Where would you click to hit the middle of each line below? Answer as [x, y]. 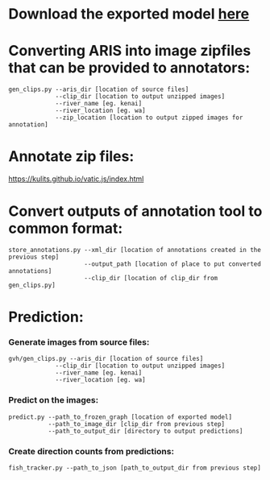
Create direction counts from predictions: [91, 451]
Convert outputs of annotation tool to [135, 211]
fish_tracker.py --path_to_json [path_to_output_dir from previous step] [135, 468]
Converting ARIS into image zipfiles [130, 51]
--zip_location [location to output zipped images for [149, 118]
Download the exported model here [129, 14]
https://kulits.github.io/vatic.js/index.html [76, 179]
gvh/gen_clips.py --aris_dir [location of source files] [106, 359]
